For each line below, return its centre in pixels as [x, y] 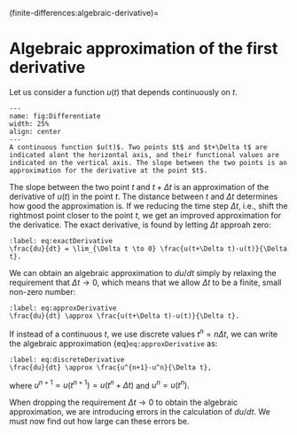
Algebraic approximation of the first [144, 49]
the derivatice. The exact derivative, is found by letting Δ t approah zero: [141, 225]
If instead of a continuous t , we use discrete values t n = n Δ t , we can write [143, 333]
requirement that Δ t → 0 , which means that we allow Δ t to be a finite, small [145, 282]
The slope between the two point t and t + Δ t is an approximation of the [139, 186]
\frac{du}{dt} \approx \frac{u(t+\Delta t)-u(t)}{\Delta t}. [125, 316]
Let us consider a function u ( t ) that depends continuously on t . [123, 91]
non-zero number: [43, 291]
